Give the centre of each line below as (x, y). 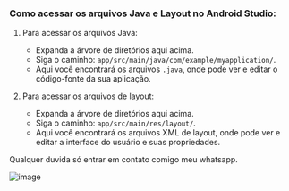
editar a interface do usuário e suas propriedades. (128, 143)
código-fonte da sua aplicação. (93, 79)
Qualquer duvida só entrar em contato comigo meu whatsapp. (124, 160)
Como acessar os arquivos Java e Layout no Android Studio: (143, 13)
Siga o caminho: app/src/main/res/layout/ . (116, 123)
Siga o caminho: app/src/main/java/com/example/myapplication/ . (156, 60)
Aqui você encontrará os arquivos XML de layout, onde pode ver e (158, 133)
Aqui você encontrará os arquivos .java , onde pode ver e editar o (157, 69)
